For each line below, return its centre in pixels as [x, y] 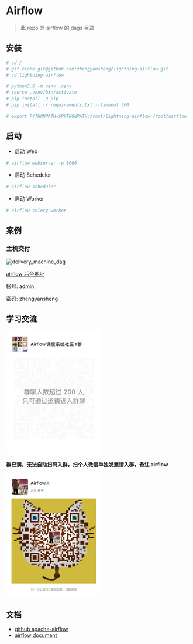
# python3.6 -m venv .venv [39, 86]
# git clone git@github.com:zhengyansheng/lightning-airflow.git [87, 69]
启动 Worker [29, 199]
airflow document [36, 635]
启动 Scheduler [33, 175]
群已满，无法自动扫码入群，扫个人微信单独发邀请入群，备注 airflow [87, 464]
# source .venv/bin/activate [42, 93]
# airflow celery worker [36, 211]
